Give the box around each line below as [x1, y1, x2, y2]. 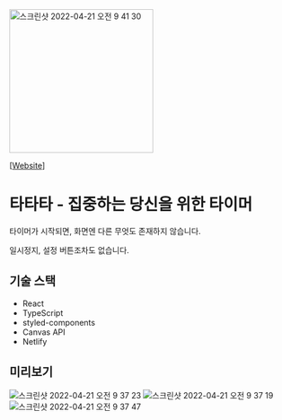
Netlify [22, 336, 48, 346]
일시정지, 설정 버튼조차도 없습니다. [9, 244, 130, 255]
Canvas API [22, 327, 66, 337]
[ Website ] [9, 161, 46, 171]
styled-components [22, 317, 96, 328]
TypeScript [22, 307, 64, 318]
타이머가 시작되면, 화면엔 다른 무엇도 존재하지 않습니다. [9, 225, 201, 236]
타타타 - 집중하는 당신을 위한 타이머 [9, 195, 253, 214]
